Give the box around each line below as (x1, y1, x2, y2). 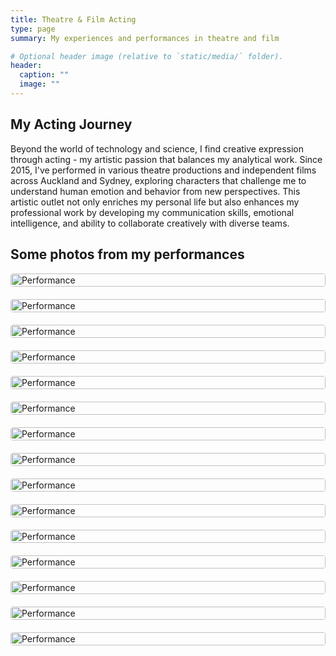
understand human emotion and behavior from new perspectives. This (10, 185, 301, 197)
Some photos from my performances (10, 246, 245, 263)
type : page (10, 24, 56, 34)
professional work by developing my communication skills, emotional (10, 206, 295, 218)
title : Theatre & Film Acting (10, 14, 137, 25)
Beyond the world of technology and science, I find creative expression (10, 142, 304, 155)
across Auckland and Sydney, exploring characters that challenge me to (10, 174, 307, 186)
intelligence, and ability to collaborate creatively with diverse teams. (10, 217, 290, 229)
